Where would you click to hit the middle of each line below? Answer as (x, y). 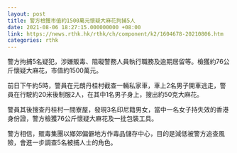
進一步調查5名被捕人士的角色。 (71, 142)
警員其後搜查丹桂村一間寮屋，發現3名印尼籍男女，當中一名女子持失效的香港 (118, 110)
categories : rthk (33, 41)
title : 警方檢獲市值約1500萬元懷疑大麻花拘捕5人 (72, 21)
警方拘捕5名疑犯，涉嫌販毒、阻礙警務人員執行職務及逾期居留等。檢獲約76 (115, 62)
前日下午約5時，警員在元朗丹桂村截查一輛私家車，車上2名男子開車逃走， (114, 85)
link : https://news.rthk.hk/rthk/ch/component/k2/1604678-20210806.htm (115, 34)
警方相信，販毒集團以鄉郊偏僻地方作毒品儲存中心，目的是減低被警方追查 (113, 134)
